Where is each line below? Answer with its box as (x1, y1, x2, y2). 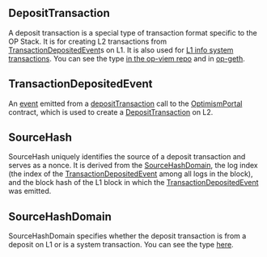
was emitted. (8, 186, 52, 196)
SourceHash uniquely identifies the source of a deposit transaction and (8, 152, 246, 162)
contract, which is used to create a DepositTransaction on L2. (8, 107, 214, 116)
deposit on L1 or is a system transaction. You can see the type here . (8, 240, 234, 250)
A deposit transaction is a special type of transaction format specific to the (8, 27, 257, 37)
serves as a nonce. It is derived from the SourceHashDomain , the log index (8, 161, 258, 171)
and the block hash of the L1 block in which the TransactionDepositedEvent (8, 178, 259, 187)
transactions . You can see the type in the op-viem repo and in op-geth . (8, 53, 245, 63)
